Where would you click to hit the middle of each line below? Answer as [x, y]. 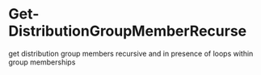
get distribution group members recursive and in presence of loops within [131, 53]
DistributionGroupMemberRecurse [128, 31]
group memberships [42, 62]
